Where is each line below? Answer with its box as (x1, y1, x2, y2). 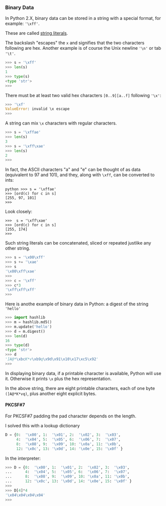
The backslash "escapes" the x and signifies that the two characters (5, 40, 145, 46)
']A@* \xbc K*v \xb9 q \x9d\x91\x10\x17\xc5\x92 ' (5, 357, 99, 362)
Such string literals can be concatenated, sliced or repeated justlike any (5, 240, 151, 246)
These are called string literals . (5, 30, 68, 36)
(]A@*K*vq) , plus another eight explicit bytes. (5, 390, 97, 396)
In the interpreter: (5, 455, 41, 461)
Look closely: (5, 209, 33, 215)
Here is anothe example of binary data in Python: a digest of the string (5, 301, 149, 307)
